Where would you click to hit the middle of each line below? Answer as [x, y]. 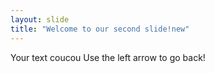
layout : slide [40, 19]
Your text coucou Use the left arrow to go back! [108, 57]
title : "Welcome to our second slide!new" [100, 29]
